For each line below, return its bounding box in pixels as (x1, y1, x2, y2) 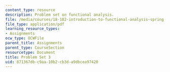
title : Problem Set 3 (5, 54, 51, 60)
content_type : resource (5, 7, 56, 13)
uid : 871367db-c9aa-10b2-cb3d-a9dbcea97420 (5, 59, 99, 64)
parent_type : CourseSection (5, 45, 65, 50)
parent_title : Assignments (5, 41, 62, 46)
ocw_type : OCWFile (5, 36, 44, 41)
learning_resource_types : (5, 26, 60, 31)
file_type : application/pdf (5, 21, 65, 27)
